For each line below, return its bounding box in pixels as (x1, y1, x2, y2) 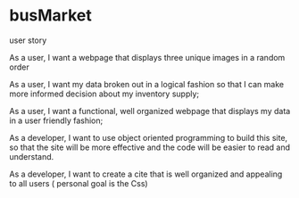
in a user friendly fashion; (9, 115, 104, 126)
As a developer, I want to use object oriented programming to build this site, (9, 132, 288, 143)
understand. (9, 151, 54, 161)
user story (9, 35, 47, 45)
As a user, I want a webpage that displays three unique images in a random (9, 52, 286, 62)
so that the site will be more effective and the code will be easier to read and (9, 142, 291, 153)
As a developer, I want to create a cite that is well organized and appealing (9, 169, 283, 179)
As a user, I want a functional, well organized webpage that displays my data (9, 105, 291, 116)
